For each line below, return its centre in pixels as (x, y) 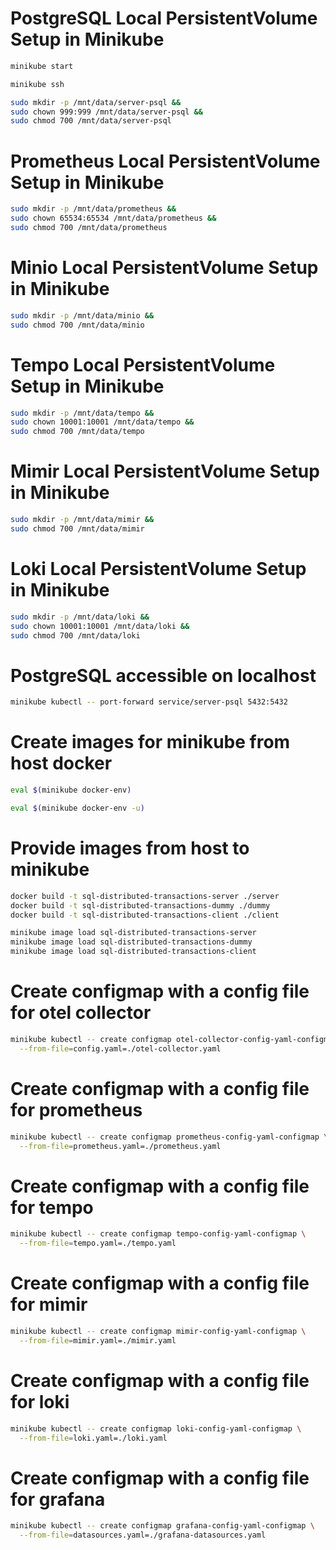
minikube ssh (37, 84)
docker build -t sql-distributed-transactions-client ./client (145, 915)
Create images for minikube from (150, 742)
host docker (61, 763)
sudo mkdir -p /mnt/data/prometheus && (93, 209)
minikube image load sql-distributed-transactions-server (133, 933)
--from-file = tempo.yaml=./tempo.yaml (98, 1243)
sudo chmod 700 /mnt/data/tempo (77, 432)
